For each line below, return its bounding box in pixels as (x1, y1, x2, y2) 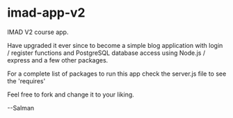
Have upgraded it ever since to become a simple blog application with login (7, 41, 223, 49)
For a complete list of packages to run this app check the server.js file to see (7, 69, 227, 78)
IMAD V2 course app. (7, 28, 69, 36)
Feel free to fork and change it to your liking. (7, 90, 134, 99)
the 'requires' (7, 76, 46, 85)
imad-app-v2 (7, 5, 86, 21)
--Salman (7, 103, 35, 112)
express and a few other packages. (7, 56, 109, 64)
